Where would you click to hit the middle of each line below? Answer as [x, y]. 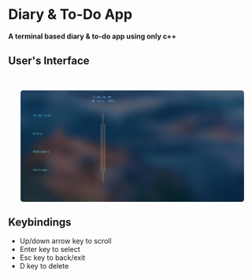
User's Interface [49, 61]
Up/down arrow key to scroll [65, 241]
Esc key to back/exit [52, 258]
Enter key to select [50, 250]
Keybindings [40, 223]
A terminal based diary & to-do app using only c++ [93, 36]
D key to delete [44, 266]
